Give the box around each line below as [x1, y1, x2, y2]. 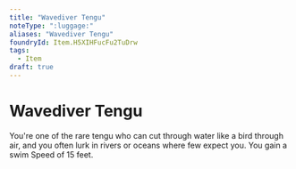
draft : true [9, 63, 54, 72]
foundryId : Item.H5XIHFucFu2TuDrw [9, 37, 139, 47]
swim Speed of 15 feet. [9, 149, 94, 160]
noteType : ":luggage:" [9, 21, 94, 30]
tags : [9, 46, 30, 55]
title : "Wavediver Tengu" [9, 12, 106, 22]
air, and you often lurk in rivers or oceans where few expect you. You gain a [9, 140, 288, 150]
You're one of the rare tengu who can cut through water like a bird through [9, 130, 284, 141]
